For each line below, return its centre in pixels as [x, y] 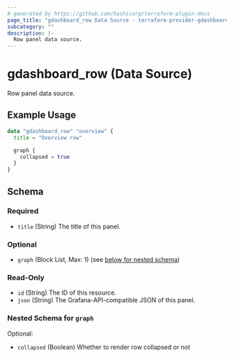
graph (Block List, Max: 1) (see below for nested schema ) [99, 260]
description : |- [31, 33]
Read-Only [26, 278]
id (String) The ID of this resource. [67, 293]
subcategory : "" [31, 26]
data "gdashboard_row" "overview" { [60, 131]
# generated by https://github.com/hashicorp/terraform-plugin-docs [109, 14]
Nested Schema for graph [50, 318]
